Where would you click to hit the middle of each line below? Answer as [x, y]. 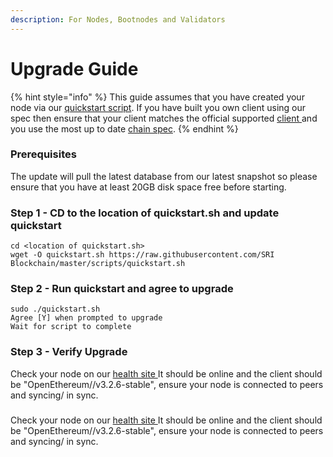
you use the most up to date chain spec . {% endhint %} [124, 128]
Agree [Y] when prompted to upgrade [86, 318]
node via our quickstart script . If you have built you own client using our [158, 107]
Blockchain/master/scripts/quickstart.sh [98, 264]
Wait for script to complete [71, 327]
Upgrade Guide [74, 68]
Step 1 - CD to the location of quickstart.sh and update [145, 213]
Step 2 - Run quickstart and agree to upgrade [122, 289]
